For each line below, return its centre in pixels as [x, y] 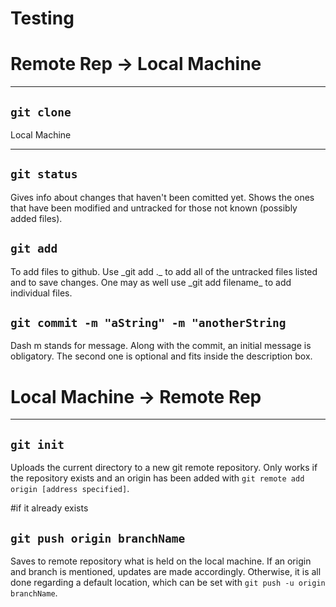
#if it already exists [49, 508]
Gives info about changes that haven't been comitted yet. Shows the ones [162, 197]
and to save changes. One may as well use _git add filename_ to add [151, 282]
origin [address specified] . [70, 489]
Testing [42, 18]
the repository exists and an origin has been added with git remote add [157, 478]
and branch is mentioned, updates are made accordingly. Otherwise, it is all [166, 571]
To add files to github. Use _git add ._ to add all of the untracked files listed [164, 271]
